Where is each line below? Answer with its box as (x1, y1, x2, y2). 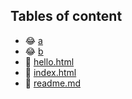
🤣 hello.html (24, 55, 75, 68)
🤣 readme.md (24, 77, 81, 89)
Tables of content (10, 8, 123, 25)
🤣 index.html (24, 66, 77, 78)
